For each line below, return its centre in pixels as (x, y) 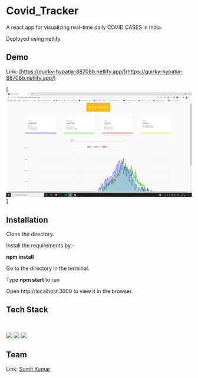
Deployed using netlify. (34, 38)
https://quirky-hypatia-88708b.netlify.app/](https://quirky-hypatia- (102, 71)
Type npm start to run (33, 280)
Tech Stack (27, 310)
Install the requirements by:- (40, 246)
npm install (20, 257)
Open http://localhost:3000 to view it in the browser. (70, 291)
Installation (27, 220)
